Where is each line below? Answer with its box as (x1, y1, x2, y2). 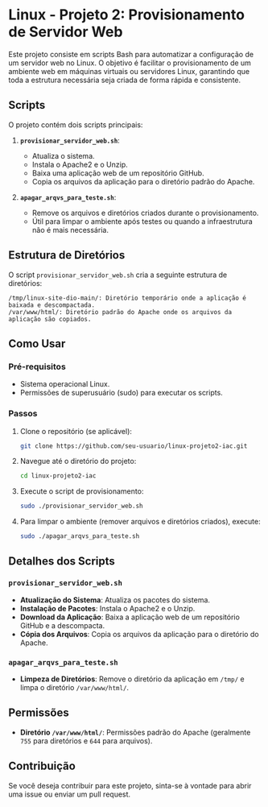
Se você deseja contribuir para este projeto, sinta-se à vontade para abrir (8, 780, 252, 790)
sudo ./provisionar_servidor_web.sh (19, 502, 143, 511)
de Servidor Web (8, 23, 123, 41)
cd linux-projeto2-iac (19, 472, 97, 480)
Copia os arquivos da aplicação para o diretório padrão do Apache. (31, 176, 255, 186)
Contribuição (8, 759, 76, 773)
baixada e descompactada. (8, 300, 95, 309)
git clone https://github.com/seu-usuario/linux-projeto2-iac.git (19, 441, 248, 450)
